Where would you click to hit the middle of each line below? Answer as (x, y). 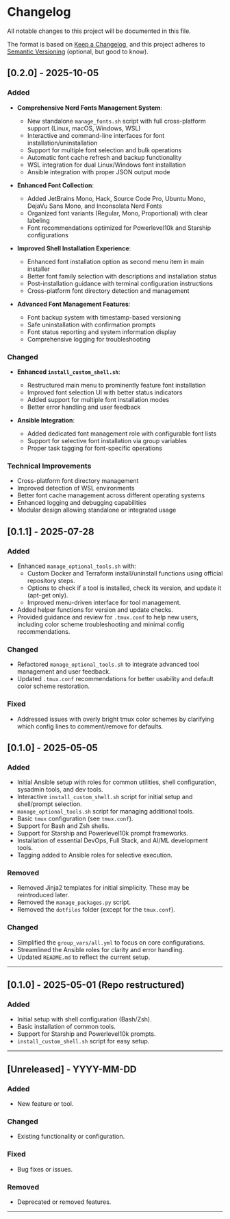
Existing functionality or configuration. (71, 1137)
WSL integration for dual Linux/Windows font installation (106, 165)
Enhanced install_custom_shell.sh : (68, 372)
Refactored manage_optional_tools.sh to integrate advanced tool (108, 664)
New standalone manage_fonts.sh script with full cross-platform (117, 121)
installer (38, 269)
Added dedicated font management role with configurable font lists (122, 434)
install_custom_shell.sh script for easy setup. (83, 1041)
